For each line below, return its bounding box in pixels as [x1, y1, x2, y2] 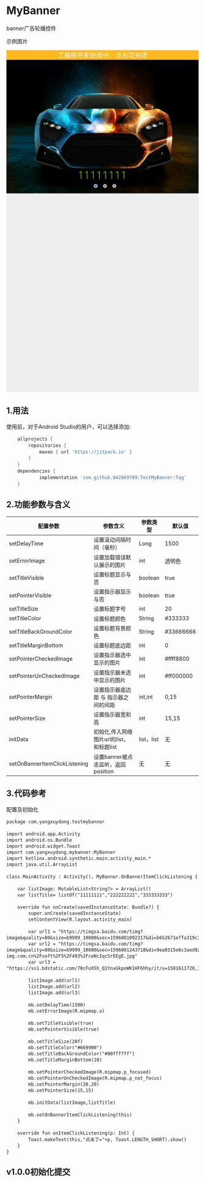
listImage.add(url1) [28, 977, 81, 984]
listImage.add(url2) [28, 984, 81, 990]
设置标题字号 [93, 605, 126, 612]
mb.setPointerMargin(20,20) [28, 1081, 99, 1087]
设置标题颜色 [93, 615, 126, 622]
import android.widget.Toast [6, 843, 81, 849]
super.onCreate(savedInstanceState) [28, 910, 121, 916]
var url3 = [28, 959, 56, 965]
